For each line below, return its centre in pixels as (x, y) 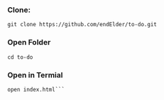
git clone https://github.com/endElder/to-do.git (82, 25)
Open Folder (29, 43)
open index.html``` (36, 89)
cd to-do (20, 57)
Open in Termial (35, 74)
